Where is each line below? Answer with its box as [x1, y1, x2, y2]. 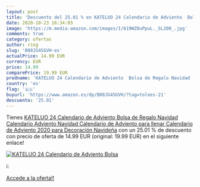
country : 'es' [6, 81, 42, 87]
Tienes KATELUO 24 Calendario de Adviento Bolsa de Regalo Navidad [6, 114, 179, 121]
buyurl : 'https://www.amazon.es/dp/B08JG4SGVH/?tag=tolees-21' [6, 92, 167, 98]
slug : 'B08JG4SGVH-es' [6, 48, 62, 54]
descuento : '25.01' [6, 97, 55, 103]
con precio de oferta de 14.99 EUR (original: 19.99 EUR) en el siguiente [6, 132, 179, 140]
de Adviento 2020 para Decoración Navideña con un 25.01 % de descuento [6, 126, 192, 133]
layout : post [6, 8, 39, 15]
